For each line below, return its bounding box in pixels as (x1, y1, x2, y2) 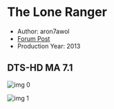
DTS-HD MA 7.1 (7, 62, 73, 74)
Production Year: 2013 (17, 42, 81, 50)
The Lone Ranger (7, 4, 107, 20)
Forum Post (17, 34, 50, 42)
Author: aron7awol (17, 27, 70, 35)
